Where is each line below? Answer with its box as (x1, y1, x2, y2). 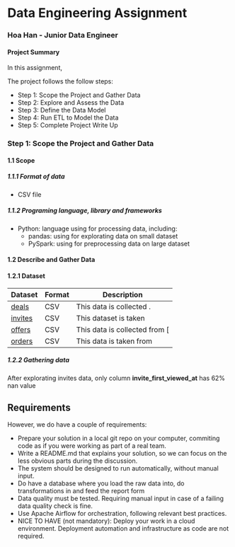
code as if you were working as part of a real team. (17, 442, 166, 450)
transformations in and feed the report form (17, 487, 145, 495)
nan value (7, 381, 36, 390)
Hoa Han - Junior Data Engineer (7, 30, 119, 40)
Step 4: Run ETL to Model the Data (17, 113, 119, 122)
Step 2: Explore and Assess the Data (17, 98, 125, 107)
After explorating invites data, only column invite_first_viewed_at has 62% (7, 374, 225, 382)
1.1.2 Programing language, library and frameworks (7, 207, 163, 215)
